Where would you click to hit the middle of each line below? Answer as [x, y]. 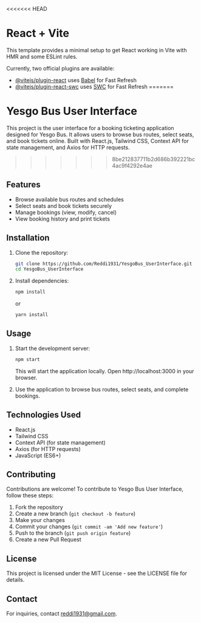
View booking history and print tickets [63, 219]
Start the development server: [53, 348]
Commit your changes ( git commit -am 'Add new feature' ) [89, 527]
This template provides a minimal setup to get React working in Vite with [97, 50]
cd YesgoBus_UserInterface [49, 269]
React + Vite [38, 33]
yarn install [32, 315]
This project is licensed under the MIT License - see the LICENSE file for [97, 573]
